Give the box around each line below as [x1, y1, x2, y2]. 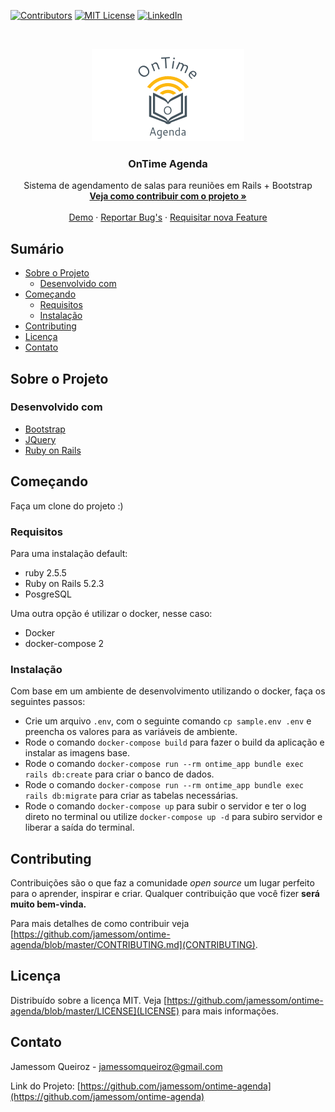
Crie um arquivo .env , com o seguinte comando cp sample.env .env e [24, 715, 312, 727]
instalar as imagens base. [24, 747, 131, 759]
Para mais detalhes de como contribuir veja [10, 918, 190, 930]
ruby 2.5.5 [24, 566, 67, 579]
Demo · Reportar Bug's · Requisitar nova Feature [68, 211, 268, 224]
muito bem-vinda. [10, 898, 87, 910]
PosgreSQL [24, 588, 72, 600]
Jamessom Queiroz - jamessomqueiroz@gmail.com [10, 1060, 223, 1072]
